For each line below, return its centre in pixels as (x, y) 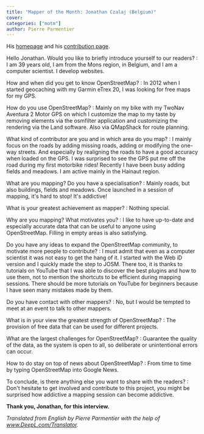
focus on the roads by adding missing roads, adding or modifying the (93, 146)
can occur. (20, 352)
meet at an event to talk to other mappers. (59, 308)
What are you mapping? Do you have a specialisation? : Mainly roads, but (98, 183)
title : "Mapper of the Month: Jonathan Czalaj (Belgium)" (81, 12)
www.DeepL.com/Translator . (42, 425)
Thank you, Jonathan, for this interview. (58, 407)
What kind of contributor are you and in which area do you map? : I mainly (99, 139)
